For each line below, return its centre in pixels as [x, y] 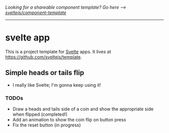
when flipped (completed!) [40, 114]
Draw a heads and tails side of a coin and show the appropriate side [83, 109]
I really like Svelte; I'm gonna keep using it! [57, 85]
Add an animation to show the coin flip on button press [69, 120]
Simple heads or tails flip [45, 73]
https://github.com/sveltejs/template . [44, 57]
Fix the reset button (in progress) [47, 125]
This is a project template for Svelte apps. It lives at [58, 51]
